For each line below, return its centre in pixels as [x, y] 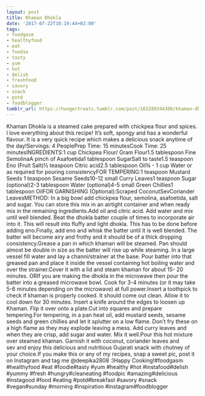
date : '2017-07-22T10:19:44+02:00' [52, 23]
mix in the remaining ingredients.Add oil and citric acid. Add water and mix [100, 211]
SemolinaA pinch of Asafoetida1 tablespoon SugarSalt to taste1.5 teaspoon [100, 159]
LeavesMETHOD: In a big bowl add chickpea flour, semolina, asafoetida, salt [102, 198]
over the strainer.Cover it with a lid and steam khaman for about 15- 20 [95, 269]
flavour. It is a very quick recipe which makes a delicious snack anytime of [100, 139]
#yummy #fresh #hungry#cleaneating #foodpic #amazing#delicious [92, 373]
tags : [13, 29]
